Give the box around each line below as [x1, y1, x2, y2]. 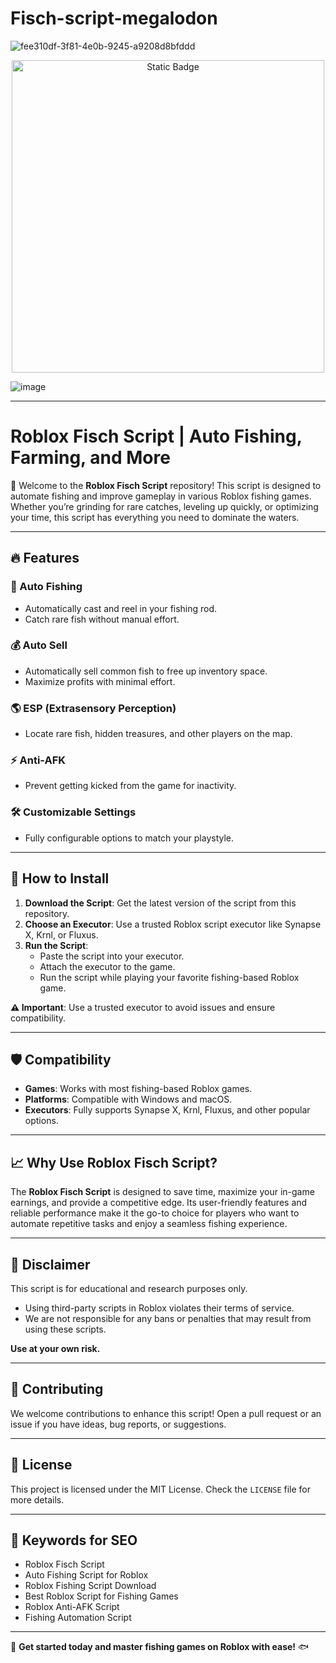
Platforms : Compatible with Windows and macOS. [24, 1093, 233, 1106]
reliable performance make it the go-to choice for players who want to [10, 1207, 300, 1219]
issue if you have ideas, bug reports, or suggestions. [10, 1418, 227, 1430]
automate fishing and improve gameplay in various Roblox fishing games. [10, 490, 312, 502]
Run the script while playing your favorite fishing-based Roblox [39, 971, 300, 983]
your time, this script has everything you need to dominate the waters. [10, 511, 300, 523]
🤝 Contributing [10, 1381, 104, 1398]
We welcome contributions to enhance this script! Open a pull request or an [10, 1407, 322, 1419]
